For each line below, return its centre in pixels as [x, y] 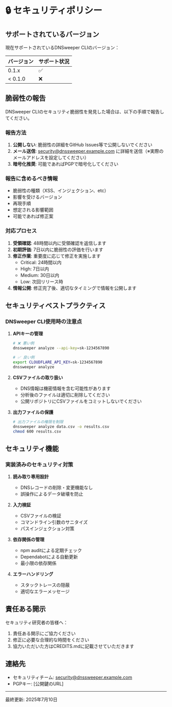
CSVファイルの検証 [41, 516]
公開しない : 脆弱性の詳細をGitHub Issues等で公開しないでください [82, 145]
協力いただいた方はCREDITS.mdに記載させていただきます [73, 646]
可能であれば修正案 [33, 217]
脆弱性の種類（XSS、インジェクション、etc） [61, 191]
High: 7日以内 [35, 269]
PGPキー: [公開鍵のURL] [38, 683]
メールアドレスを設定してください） [51, 158]
